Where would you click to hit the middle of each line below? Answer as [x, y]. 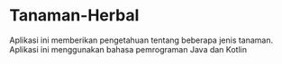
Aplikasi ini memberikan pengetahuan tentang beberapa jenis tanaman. [141, 40]
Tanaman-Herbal [74, 16]
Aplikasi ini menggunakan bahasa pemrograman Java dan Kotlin [128, 49]
